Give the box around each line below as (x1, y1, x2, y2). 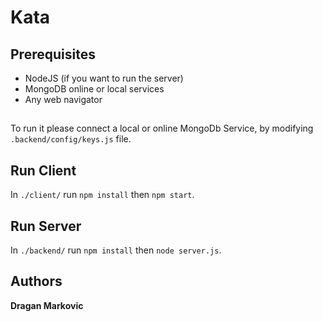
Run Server (10, 217, 82, 235)
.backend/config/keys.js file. (10, 133, 132, 145)
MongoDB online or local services (24, 83, 165, 95)
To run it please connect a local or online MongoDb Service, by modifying (10, 122, 314, 135)
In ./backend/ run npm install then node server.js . (10, 244, 222, 256)
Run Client (10, 162, 77, 179)
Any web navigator (24, 94, 103, 105)
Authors (10, 273, 63, 290)
